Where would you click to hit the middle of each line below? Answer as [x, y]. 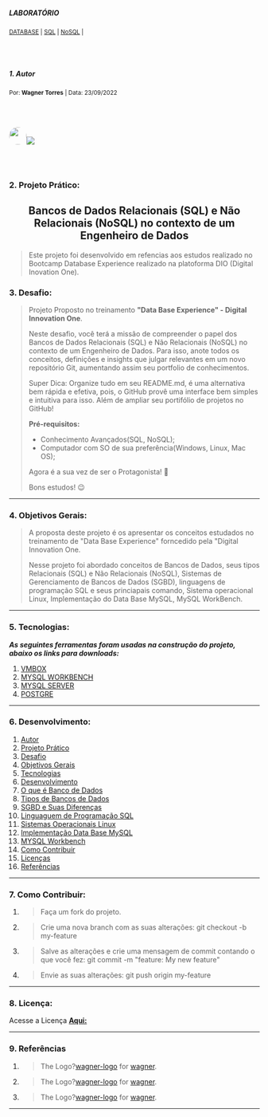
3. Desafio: [31, 293]
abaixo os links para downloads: [64, 653]
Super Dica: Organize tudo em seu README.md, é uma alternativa [137, 383]
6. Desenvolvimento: [50, 722]
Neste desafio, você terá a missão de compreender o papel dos [133, 333]
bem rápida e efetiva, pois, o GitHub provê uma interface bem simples [143, 391]
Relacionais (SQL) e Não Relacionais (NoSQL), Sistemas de [125, 574]
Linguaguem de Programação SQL [77, 816]
